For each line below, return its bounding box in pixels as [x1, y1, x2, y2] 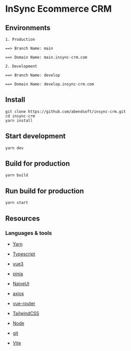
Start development [5, 132, 66, 141]
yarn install [5, 118, 33, 123]
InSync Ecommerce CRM [5, 3, 112, 15]
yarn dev [5, 145, 24, 151]
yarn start [5, 200, 28, 205]
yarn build [5, 173, 28, 178]
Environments [5, 24, 51, 32]
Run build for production [5, 186, 84, 195]
